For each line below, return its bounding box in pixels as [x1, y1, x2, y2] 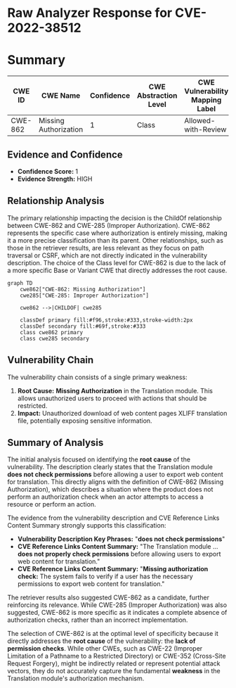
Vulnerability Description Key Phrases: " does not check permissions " [17, 535, 225, 543]
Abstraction [136, 91, 178, 101]
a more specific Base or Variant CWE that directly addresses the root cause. [7, 266, 228, 274]
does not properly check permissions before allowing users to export [17, 550, 221, 559]
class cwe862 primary [20, 329, 83, 336]
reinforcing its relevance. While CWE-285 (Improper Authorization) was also [7, 601, 227, 609]
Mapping [190, 95, 222, 105]
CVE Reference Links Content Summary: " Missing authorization [17, 565, 209, 573]
